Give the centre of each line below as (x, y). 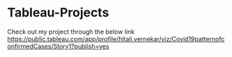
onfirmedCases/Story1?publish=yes (58, 46)
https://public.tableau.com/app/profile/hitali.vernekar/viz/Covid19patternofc (116, 38)
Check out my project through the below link (71, 32)
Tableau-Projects (58, 13)
